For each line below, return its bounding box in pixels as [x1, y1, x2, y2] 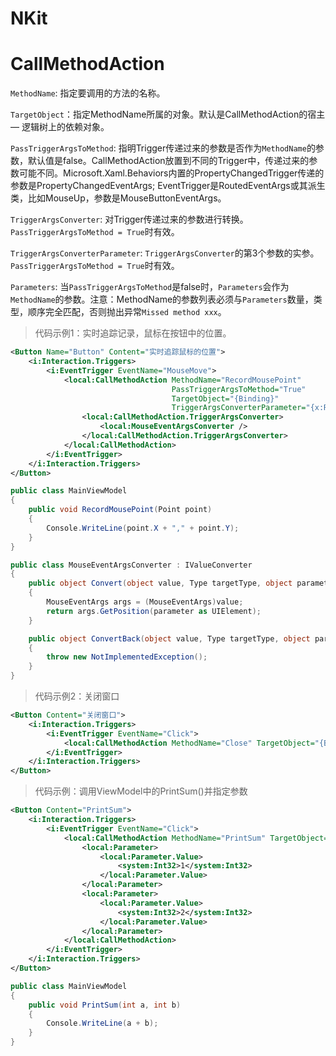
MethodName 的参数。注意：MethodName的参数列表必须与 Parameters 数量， [10, 293, 314, 306]
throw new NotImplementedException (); [46, 652, 208, 662]
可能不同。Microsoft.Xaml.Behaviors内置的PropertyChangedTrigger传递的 [18, 167, 325, 179]
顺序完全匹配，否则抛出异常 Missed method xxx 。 [27, 306, 227, 318]
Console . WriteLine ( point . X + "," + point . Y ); [46, 523, 240, 533]
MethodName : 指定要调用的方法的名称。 [10, 87, 166, 99]
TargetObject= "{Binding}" [171, 393, 280, 404]
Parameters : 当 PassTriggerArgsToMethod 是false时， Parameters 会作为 [10, 281, 290, 293]
